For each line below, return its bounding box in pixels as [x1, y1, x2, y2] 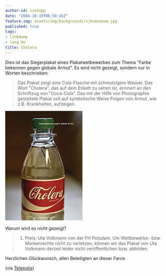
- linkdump [5, 34, 28, 39]
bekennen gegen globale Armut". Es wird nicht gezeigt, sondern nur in [5, 64, 150, 70]
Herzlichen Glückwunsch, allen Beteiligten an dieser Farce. [5, 255, 126, 261]
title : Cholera [5, 45, 37, 50]
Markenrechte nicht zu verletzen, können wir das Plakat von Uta [24, 240, 157, 246]
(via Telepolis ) [5, 265, 34, 271]
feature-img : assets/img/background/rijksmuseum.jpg [5, 18, 117, 23]
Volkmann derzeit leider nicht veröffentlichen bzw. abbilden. [24, 245, 148, 251]
